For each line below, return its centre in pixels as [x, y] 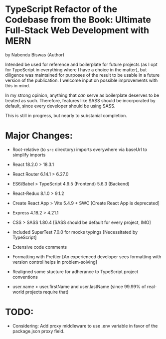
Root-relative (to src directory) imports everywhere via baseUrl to [80, 149]
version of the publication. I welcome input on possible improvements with [82, 80]
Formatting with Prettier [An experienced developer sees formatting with [87, 256]
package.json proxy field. [38, 331]
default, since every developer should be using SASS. [60, 106]
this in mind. [18, 85]
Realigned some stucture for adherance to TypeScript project [75, 271]
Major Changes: [39, 136]
